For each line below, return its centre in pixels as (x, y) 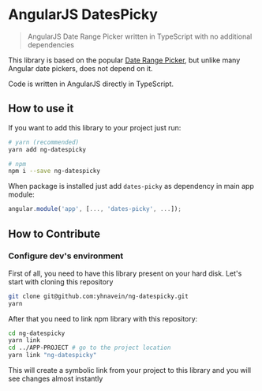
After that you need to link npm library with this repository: (103, 318)
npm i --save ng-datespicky (54, 171)
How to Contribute (54, 233)
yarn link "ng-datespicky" (52, 355)
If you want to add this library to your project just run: (95, 127)
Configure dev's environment (66, 256)
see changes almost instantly (56, 379)
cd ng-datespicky (37, 333)
